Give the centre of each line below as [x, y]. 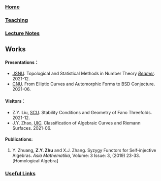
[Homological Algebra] [35, 160]
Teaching [16, 20]
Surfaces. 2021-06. [32, 128]
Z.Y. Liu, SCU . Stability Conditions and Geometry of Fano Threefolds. [82, 112]
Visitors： [16, 101]
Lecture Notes [22, 33]
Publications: [19, 139]
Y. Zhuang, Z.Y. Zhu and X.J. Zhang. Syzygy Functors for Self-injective [84, 150]
